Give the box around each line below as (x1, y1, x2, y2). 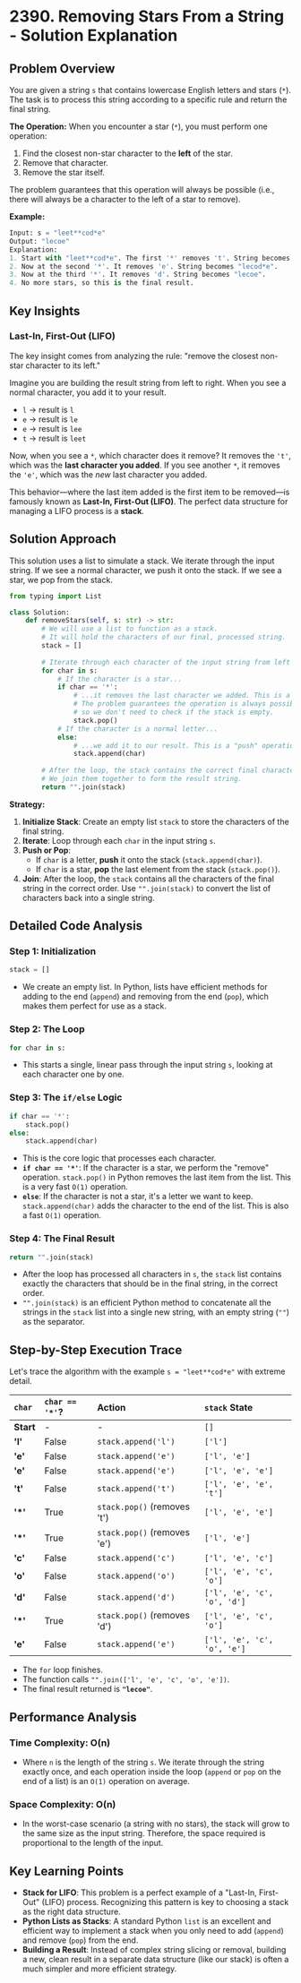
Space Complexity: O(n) (9, 1798, 116, 1810)
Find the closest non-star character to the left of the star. (21, 148, 233, 159)
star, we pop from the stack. (9, 574, 114, 585)
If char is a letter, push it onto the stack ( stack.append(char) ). (35, 854, 262, 865)
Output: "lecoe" (9, 236, 70, 245)
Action (97, 1402, 126, 1414)
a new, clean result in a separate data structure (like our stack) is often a (21, 1954, 289, 1965)
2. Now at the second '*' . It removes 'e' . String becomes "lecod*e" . (9, 262, 279, 270)
